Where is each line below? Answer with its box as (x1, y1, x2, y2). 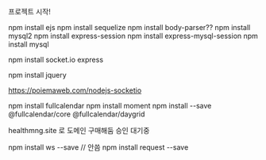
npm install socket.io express (8, 55, 104, 64)
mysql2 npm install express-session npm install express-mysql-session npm (8, 31, 258, 40)
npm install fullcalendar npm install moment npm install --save (8, 101, 212, 110)
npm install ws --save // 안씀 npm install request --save (8, 143, 189, 152)
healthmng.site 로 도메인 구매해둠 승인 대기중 (8, 126, 150, 135)
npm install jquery (8, 70, 67, 79)
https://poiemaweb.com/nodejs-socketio (8, 86, 142, 95)
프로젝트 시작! (8, 7, 52, 16)
